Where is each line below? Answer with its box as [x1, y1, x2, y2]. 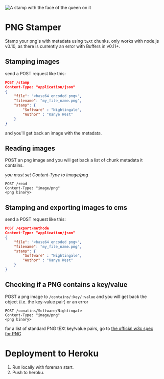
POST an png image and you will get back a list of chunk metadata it [5, 157, 143, 163]
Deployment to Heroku [5, 348, 99, 359]
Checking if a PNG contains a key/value [5, 280, 128, 289]
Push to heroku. [12, 369, 45, 375]
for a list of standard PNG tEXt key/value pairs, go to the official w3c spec [5, 325, 153, 331]
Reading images [5, 144, 55, 152]
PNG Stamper [5, 22, 62, 33]
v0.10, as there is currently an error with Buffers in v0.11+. [5, 43, 120, 49]
